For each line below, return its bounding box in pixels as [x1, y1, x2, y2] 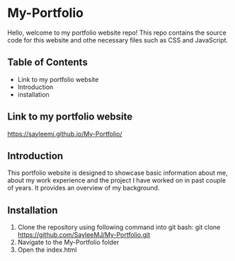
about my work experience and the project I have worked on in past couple [7, 176, 227, 185]
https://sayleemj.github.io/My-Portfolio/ [7, 129, 122, 138]
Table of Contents [7, 57, 88, 69]
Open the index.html [17, 245, 77, 254]
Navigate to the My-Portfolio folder [17, 238, 120, 247]
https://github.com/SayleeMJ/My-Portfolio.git [17, 231, 151, 239]
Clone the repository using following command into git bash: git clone [17, 223, 221, 231]
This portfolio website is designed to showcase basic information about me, [7, 168, 228, 178]
